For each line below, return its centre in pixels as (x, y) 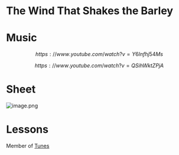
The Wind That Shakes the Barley (89, 11)
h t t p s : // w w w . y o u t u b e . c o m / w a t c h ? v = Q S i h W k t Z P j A (99, 65)
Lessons (27, 129)
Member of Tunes (28, 146)
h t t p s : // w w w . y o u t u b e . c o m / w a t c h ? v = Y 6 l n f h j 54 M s (99, 54)
